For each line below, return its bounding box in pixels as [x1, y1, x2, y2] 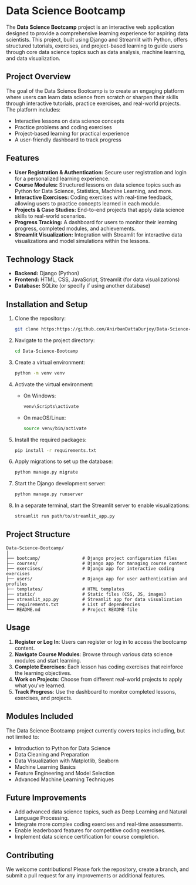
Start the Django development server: [14, 480, 106, 487]
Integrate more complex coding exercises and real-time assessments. [14, 820, 184, 828]
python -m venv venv [14, 370, 65, 376]
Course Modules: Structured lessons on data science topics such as [14, 181, 181, 188]
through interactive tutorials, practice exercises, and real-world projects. [6, 100, 181, 107]
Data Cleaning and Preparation [14, 751, 89, 758]
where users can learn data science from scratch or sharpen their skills [6, 93, 178, 100]
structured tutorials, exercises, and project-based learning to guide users [6, 42, 183, 49]
